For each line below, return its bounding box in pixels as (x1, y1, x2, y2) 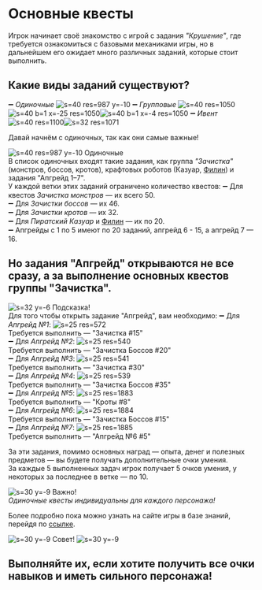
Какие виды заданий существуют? (8, 79, 190, 92)
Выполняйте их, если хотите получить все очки (8, 557, 255, 570)
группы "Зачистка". (8, 281, 112, 295)
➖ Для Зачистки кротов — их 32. (8, 207, 120, 217)
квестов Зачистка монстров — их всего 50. (8, 190, 156, 199)
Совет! (52, 534, 75, 544)
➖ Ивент (190, 108, 218, 118)
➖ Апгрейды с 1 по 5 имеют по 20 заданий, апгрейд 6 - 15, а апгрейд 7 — (8, 225, 254, 235)
